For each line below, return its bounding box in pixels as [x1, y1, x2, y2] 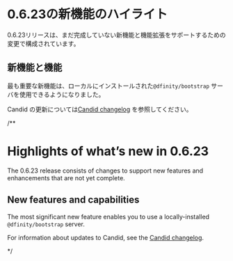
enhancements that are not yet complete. [7, 173, 125, 182]
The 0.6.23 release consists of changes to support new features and [7, 166, 204, 175]
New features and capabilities [7, 194, 140, 206]
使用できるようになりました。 [19, 90, 105, 98]
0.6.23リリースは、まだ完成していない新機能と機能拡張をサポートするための [7, 31, 226, 39]
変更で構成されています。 [7, 39, 80, 47]
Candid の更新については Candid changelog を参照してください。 [7, 105, 193, 113]
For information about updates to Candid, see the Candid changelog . [7, 233, 204, 242]
